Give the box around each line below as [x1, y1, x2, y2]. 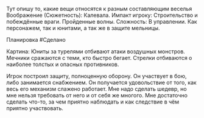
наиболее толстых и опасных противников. [6, 61, 119, 68]
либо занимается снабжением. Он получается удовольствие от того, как [6, 79, 197, 86]
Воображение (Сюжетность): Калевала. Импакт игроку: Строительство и [6, 11, 198, 19]
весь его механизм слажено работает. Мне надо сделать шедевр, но [6, 85, 187, 93]
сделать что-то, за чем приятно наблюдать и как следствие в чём [6, 98, 180, 105]
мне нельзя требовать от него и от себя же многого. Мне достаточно [6, 92, 188, 99]
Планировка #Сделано [6, 36, 66, 43]
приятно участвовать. [6, 105, 64, 111]
